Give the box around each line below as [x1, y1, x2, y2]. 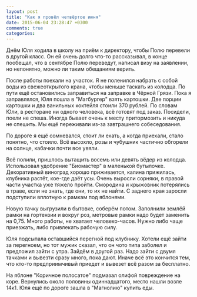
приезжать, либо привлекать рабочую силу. [6, 224, 118, 231]
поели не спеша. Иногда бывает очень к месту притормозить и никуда [6, 114, 185, 121]
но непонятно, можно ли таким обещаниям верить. [6, 65, 136, 72]
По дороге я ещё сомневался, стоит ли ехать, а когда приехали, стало [6, 132, 183, 139]
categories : [6, 31, 35, 37]
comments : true [6, 25, 44, 31]
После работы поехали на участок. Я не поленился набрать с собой [6, 77, 178, 84]
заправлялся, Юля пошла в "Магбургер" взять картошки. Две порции [6, 95, 182, 103]
